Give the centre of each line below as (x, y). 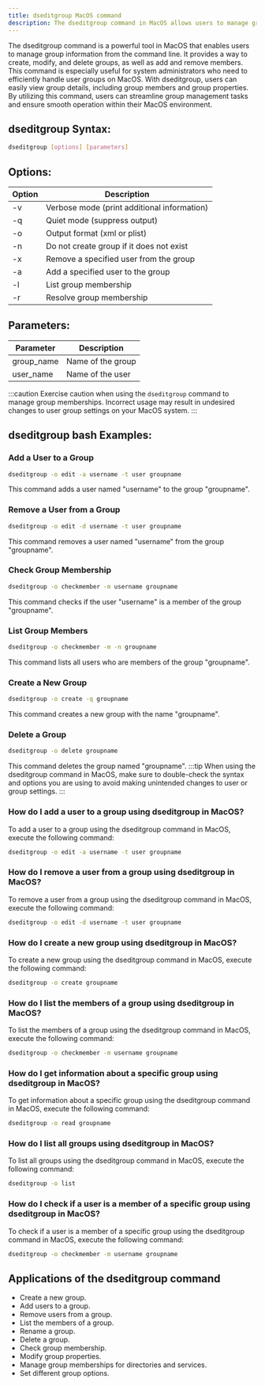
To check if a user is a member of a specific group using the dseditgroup (127, 1231)
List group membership (89, 284)
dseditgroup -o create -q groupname (68, 699)
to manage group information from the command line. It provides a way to (128, 54)
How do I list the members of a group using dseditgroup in (121, 1003)
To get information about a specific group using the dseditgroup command (129, 1100)
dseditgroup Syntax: (60, 129)
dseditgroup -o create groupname (63, 983)
